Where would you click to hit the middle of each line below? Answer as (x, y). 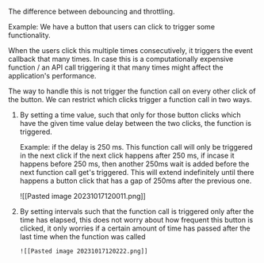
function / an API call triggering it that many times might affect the (116, 67)
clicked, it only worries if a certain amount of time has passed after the (135, 228)
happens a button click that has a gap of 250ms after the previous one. (136, 181)
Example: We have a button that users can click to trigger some (112, 27)
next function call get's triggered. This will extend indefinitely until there (137, 172)
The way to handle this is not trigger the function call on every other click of (132, 91)
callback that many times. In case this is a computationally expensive (121, 59)
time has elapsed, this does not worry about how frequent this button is (136, 220)
